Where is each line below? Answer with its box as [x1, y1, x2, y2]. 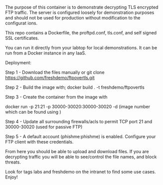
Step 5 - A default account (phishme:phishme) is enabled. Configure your [5, 134, 156, 139]
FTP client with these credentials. [5, 139, 74, 145]
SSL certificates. [5, 35, 39, 41]
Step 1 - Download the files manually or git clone [5, 69, 105, 75]
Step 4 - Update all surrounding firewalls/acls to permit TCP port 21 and [5, 119, 153, 124]
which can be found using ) [5, 109, 61, 115]
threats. [5, 159, 21, 165]
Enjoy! [5, 174, 18, 180]
